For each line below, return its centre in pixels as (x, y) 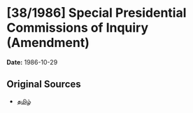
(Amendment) (48, 43)
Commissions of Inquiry (78, 28)
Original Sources (44, 85)
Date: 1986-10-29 (32, 62)
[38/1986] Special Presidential (96, 13)
